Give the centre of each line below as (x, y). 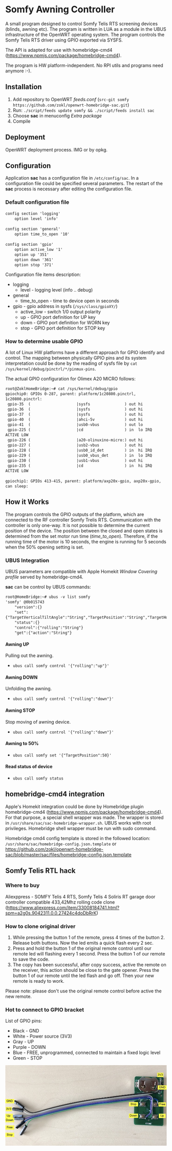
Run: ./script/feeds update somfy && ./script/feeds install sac (83, 110)
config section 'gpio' (29, 244)
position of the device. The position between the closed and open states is (84, 531)
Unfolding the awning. (29, 689)
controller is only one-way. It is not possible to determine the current (78, 525)
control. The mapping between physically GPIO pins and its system (76, 358)
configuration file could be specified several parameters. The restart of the (84, 184)
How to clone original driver (40, 926)
